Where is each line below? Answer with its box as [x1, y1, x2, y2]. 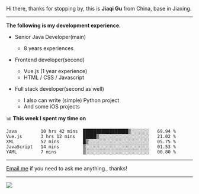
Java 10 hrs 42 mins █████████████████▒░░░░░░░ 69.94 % [6, 129, 176, 134]
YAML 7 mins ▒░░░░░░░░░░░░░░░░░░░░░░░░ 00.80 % [6, 149, 176, 155]
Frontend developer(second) [14, 56, 85, 63]
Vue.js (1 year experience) [23, 68, 88, 74]
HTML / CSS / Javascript [23, 74, 85, 81]
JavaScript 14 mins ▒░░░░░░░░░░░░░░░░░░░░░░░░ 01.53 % [6, 144, 176, 150]
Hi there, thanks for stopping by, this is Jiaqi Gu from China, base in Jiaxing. [6, 5, 192, 12]
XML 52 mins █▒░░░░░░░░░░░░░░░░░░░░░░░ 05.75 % [6, 139, 176, 144]
